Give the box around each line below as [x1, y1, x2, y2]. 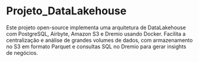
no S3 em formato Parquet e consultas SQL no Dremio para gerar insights [6, 43, 187, 50]
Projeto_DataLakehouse [6, 4, 127, 18]
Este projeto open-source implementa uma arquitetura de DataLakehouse [6, 24, 186, 31]
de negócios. [6, 49, 39, 56]
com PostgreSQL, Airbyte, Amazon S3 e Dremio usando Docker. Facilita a [6, 30, 186, 37]
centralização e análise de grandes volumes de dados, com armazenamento [6, 36, 193, 44]
